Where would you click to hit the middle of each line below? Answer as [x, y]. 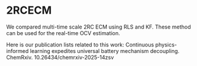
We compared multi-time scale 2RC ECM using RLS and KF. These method [98, 27]
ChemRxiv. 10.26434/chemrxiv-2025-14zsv [60, 57]
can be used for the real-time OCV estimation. [63, 33]
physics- [166, 45]
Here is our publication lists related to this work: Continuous [80, 45]
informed [17, 51]
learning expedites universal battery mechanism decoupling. [105, 51]
